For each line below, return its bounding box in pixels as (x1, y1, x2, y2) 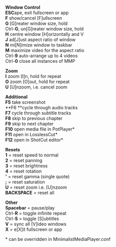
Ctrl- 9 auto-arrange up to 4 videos (5, 53, 78, 59)
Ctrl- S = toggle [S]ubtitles (5, 216, 59, 222)
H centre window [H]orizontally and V (5, 31, 84, 37)
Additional (5, 94, 28, 100)
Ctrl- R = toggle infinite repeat (5, 210, 67, 216)
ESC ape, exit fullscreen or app (5, 10, 69, 16)
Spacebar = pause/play (5, 205, 55, 211)
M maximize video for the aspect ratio (5, 48, 85, 53)
